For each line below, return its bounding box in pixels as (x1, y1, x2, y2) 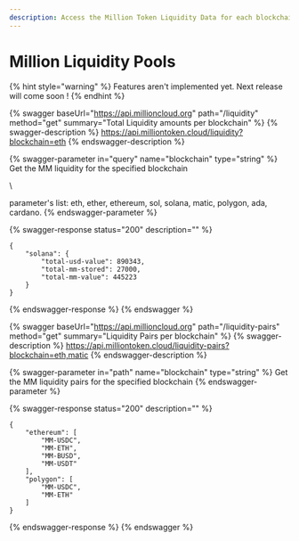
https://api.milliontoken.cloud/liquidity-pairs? (65, 340, 230, 350)
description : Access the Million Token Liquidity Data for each (9, 12, 253, 22)
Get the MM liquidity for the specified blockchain (9, 162, 189, 174)
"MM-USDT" (41, 459, 77, 468)
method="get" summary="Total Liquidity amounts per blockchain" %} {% (9, 117, 279, 127)
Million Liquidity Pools (9, 51, 176, 71)
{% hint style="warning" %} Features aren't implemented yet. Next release (9, 81, 283, 92)
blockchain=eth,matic (9, 349, 89, 360)
